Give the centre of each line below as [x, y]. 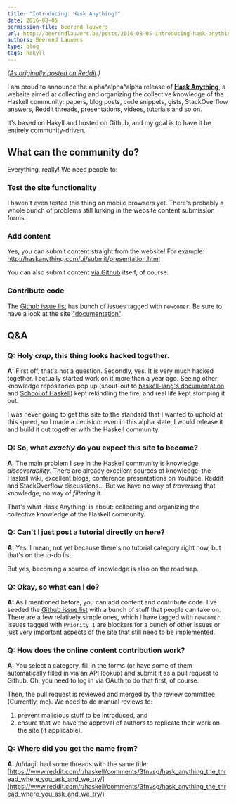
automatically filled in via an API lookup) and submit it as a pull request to [113, 673]
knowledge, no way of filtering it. [55, 493]
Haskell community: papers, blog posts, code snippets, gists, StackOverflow [118, 101]
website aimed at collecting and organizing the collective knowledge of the [116, 94]
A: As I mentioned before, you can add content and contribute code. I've [112, 602]
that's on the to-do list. [40, 555]
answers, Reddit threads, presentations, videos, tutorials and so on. [105, 109]
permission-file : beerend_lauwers [58, 27]
